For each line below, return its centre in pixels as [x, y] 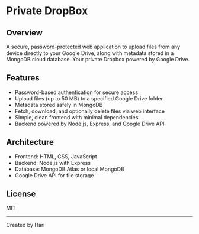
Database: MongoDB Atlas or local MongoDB [69, 169]
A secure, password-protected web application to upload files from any [93, 47]
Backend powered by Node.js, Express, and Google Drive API [89, 123]
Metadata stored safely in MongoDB [59, 105]
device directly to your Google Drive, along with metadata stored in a [90, 53]
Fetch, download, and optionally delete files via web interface [89, 111]
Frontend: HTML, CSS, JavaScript [56, 156]
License [21, 194]
